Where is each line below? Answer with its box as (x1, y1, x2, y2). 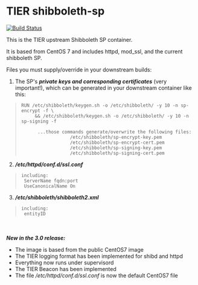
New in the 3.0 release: (6, 234, 66, 241)
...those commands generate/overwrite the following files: (37, 129, 192, 135)
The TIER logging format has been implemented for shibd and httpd (14, 252, 183, 260)
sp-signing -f (21, 118, 57, 124)
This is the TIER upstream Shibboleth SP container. (6, 36, 133, 43)
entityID (24, 210, 46, 216)
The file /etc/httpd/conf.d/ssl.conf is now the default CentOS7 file (14, 272, 178, 279)
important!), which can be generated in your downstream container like (14, 84, 192, 92)
